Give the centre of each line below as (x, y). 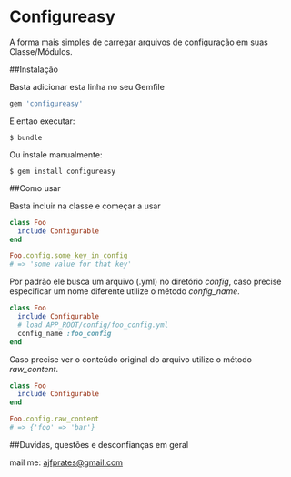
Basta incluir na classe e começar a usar (85, 206)
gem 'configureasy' (46, 103)
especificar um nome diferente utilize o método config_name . (125, 291)
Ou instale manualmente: (56, 154)
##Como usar (35, 188)
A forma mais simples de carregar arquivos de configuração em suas (139, 42)
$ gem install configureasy (63, 171)
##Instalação (34, 69)
